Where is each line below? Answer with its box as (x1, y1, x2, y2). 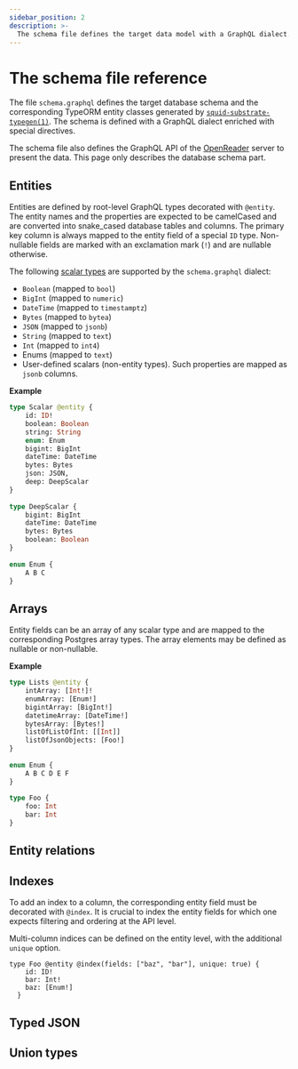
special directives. (9, 125, 76, 136)
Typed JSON (9, 1015, 81, 1030)
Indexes (9, 873, 55, 888)
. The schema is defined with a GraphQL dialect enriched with (48, 117, 275, 127)
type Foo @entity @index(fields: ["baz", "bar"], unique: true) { (9, 960, 260, 969)
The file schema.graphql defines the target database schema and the (9, 97, 259, 108)
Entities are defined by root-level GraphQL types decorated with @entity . (9, 202, 276, 213)
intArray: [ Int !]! (25, 687, 93, 695)
